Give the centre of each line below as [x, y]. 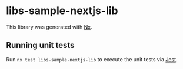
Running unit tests [40, 45]
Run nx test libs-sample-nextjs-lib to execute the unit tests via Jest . [92, 59]
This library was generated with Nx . [49, 27]
